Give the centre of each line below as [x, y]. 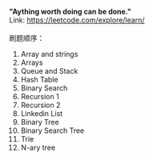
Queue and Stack [49, 71]
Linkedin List [42, 114]
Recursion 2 [40, 105]
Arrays [32, 62]
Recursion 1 [40, 96]
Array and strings [49, 54]
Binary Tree [40, 122]
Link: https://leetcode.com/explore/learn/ [77, 20]
